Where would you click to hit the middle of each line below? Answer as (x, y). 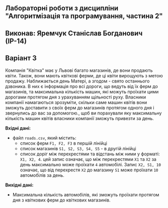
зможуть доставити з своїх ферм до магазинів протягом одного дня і (80, 108)
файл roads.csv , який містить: (44, 138)
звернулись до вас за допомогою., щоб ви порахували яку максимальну (83, 113)
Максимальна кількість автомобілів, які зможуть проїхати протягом (86, 194)
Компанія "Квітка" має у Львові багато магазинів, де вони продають (79, 70)
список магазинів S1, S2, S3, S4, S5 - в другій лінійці (78, 148)
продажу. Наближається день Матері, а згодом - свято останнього (77, 81)
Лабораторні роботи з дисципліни (62, 8)
